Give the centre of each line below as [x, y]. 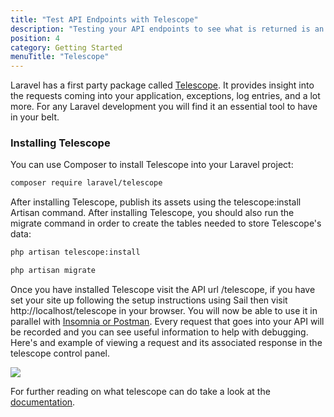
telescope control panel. [60, 353]
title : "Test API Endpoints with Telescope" [104, 19]
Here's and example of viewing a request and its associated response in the [166, 343]
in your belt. [35, 117]
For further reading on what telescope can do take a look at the [140, 392]
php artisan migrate [53, 271]
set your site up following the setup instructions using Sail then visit [149, 300]
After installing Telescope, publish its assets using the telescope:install [156, 202]
